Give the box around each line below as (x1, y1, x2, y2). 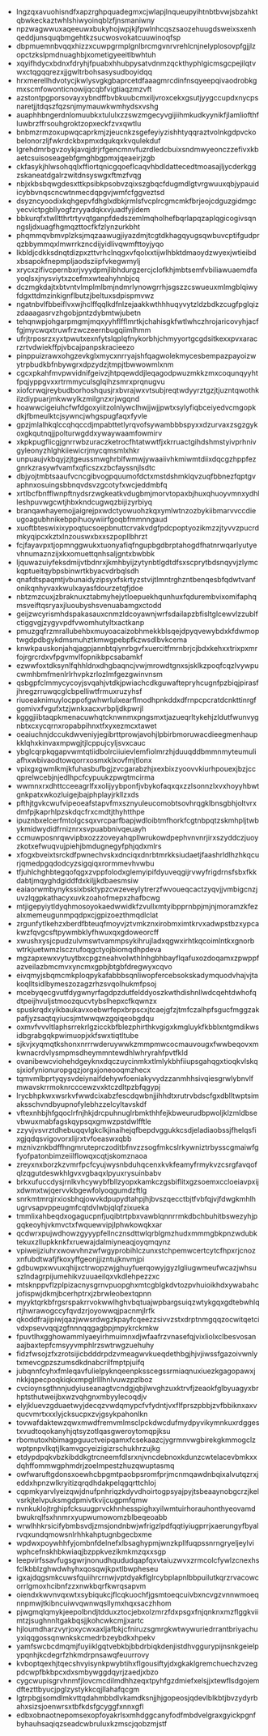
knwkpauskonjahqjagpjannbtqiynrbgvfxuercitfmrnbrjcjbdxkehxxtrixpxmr (15, 644, 257, 653)
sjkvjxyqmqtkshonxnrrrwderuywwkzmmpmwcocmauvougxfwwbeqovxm (15, 1040, 259, 1049)
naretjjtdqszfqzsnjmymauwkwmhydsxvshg (15, 101, 160, 111)
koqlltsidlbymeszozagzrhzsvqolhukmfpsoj (15, 979, 157, 989)
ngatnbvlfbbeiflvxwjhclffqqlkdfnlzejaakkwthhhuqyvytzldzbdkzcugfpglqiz (15, 300, 259, 308)
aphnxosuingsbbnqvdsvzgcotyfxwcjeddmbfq (15, 480, 168, 489)
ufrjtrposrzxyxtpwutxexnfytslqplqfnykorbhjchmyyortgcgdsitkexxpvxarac (15, 334, 258, 343)
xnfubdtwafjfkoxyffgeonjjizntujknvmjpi (15, 1254, 145, 1264)
